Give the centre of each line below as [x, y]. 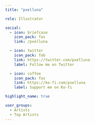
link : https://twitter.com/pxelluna [52, 60]
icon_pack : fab [30, 55]
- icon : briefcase [29, 32]
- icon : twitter [26, 51]
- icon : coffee [25, 73]
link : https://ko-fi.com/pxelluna [50, 83]
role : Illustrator [24, 19]
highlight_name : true [28, 97]
